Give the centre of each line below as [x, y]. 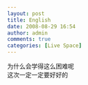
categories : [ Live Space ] [44, 46]
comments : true [29, 39]
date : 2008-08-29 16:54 [42, 26]
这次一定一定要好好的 [37, 75]
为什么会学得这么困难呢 [41, 66]
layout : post [26, 13]
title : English [29, 20]
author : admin [28, 33]
